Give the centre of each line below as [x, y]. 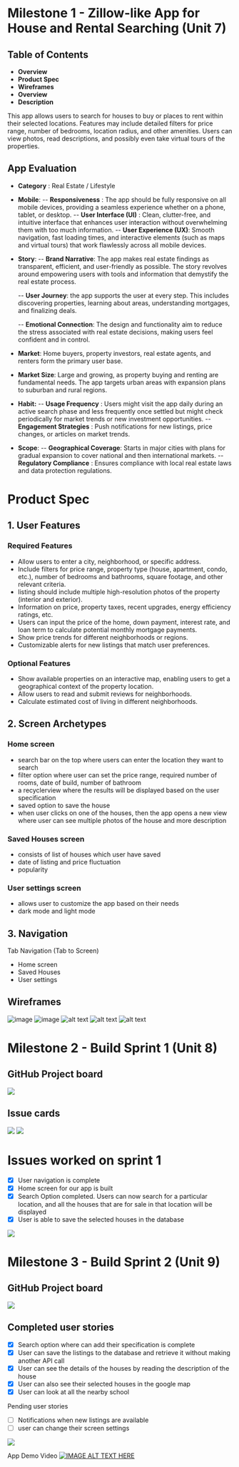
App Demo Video [32, 1456]
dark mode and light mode [56, 911]
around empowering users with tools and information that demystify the [123, 274]
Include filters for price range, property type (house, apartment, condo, [122, 569]
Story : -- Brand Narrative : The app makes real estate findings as [113, 259]
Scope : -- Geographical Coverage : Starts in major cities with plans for [122, 448]
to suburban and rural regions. [62, 389]
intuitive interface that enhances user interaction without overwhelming [122, 222]
